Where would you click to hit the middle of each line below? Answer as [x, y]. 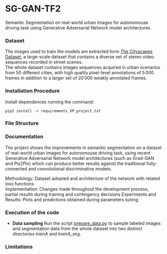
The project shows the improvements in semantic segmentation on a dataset [83, 147]
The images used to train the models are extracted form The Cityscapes [79, 52]
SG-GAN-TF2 [33, 9]
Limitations [19, 247]
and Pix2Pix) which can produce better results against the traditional [75, 163]
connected [16, 169]
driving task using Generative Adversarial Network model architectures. [78, 27]
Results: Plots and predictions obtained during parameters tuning [72, 199]
